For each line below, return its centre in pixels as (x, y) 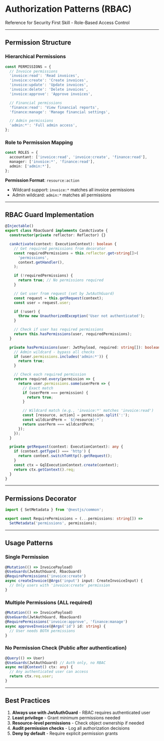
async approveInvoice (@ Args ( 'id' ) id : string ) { (55, 626)
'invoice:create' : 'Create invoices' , (49, 80)
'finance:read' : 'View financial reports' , (54, 107)
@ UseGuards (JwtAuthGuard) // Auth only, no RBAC (55, 663)
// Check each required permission (50, 375)
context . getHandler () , (41, 262)
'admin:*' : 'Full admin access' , (43, 125)
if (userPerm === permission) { (56, 393)
